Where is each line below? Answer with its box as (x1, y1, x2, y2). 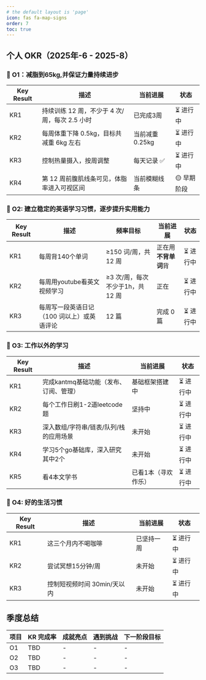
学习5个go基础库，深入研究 (42, 446, 121, 454)
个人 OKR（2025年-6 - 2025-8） (6, 50, 133, 61)
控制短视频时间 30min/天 (47, 580, 119, 589)
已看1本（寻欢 (131, 468, 173, 477)
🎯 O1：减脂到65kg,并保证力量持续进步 (6, 70, 119, 79)
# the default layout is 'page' (6, 9, 89, 15)
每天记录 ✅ (133, 156, 166, 165)
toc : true (6, 26, 32, 33)
